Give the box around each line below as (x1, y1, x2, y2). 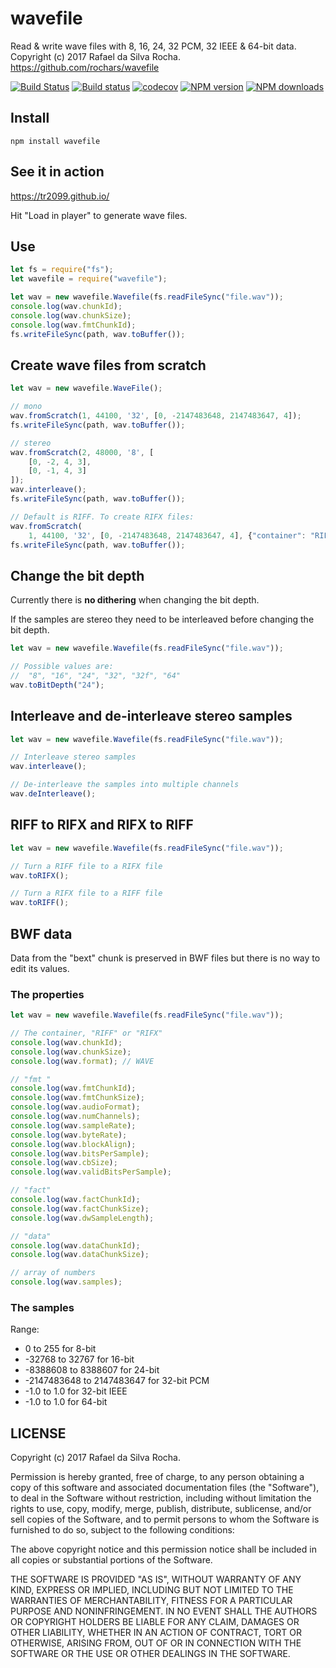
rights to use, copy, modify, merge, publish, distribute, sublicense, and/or (10, 1503, 312, 1515)
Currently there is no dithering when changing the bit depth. (10, 594, 260, 606)
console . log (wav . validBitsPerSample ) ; (10, 1167, 172, 1177)
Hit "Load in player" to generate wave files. (10, 209, 188, 221)
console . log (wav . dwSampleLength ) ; (10, 1213, 155, 1223)
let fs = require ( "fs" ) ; (10, 265, 114, 275)
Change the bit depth (10, 567, 145, 584)
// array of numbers (10, 1268, 97, 1278)
